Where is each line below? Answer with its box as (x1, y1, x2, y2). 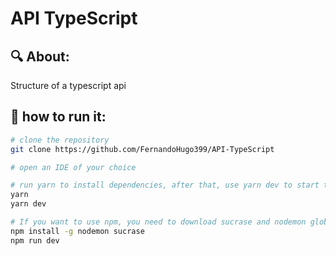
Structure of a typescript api (10, 80, 127, 91)
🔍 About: (10, 48, 70, 65)
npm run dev (10, 235, 60, 246)
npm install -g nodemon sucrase (10, 226, 145, 236)
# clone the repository (10, 135, 110, 145)
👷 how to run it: (10, 108, 107, 126)
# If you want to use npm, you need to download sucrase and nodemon (10, 217, 307, 227)
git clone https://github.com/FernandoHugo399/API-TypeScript (10, 144, 275, 154)
